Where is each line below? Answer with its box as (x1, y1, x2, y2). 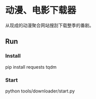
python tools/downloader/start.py (5, 88, 75, 94)
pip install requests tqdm (5, 64, 57, 70)
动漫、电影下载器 (5, 5, 77, 16)
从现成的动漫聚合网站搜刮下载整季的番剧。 (5, 22, 94, 28)
